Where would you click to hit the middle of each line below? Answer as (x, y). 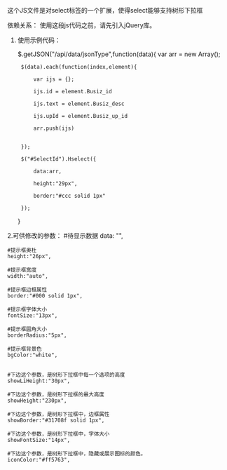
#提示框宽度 (22, 270)
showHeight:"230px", (37, 401)
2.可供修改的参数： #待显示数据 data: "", (66, 236)
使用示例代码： (39, 40)
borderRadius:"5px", (37, 335)
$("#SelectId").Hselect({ (59, 159)
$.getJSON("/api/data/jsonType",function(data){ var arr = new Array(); (119, 54)
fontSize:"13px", (33, 316)
